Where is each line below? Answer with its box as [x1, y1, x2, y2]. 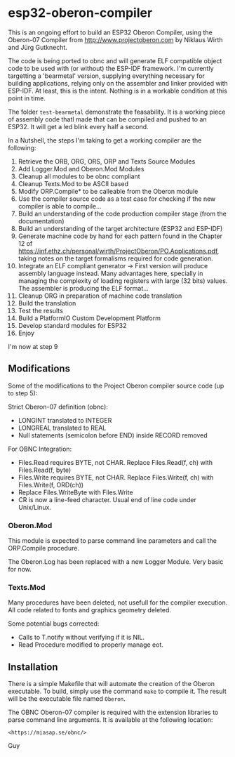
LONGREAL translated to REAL [18, 423, 107, 432]
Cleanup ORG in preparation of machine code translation [18, 291, 182, 300]
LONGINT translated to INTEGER [18, 416, 112, 424]
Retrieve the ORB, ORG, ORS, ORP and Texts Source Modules [18, 157, 196, 166]
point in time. [8, 93, 46, 103]
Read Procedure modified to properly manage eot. [18, 640, 164, 649]
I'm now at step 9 [8, 342, 58, 350]
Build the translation [18, 298, 76, 307]
